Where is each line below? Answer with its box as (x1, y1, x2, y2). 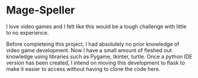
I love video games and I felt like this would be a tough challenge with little (6, 23, 187, 30)
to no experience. (6, 29, 49, 36)
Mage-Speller (6, 4, 75, 17)
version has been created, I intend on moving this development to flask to (6, 59, 185, 66)
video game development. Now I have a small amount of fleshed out (6, 46, 172, 53)
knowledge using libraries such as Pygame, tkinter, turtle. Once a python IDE (6, 53, 193, 60)
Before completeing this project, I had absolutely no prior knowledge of (6, 40, 180, 48)
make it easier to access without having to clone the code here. (6, 65, 161, 72)
